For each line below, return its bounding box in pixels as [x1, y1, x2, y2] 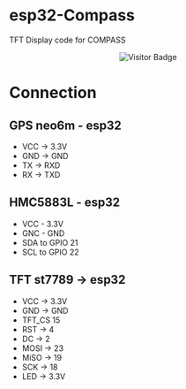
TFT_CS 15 [21, 315, 61, 325]
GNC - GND [21, 227, 65, 239]
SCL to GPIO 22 [21, 247, 79, 257]
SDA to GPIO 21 [21, 237, 78, 248]
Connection [9, 83, 97, 103]
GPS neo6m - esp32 [9, 118, 122, 133]
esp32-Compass [9, 5, 135, 26]
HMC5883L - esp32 [9, 195, 121, 210]
